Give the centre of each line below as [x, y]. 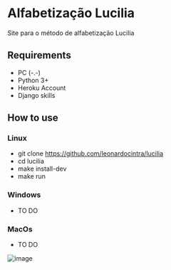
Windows [24, 195]
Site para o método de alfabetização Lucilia [71, 33]
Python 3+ [33, 80]
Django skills [36, 95]
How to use [33, 118]
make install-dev [42, 169]
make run [32, 176]
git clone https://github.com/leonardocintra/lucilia [90, 154]
